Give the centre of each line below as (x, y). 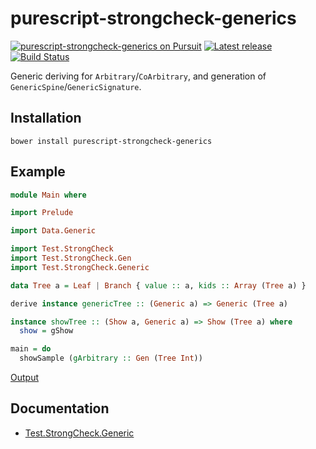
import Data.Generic (53, 231)
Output (24, 378)
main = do (31, 349)
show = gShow (46, 331)
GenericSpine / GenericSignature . (76, 86)
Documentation (60, 408)
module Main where (48, 195)
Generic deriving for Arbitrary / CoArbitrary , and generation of (138, 76)
